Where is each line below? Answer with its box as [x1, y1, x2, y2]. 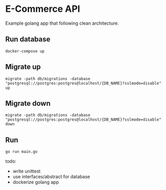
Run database [5, 35, 51, 44]
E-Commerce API [5, 3, 80, 15]
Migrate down [5, 99, 51, 108]
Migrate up [5, 63, 41, 71]
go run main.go [5, 149, 38, 155]
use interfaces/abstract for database [12, 174, 91, 180]
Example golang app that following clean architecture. [5, 20, 119, 26]
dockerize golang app [12, 179, 59, 185]
